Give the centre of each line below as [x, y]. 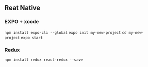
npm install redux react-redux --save [44, 60]
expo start [32, 38]
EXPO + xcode [22, 22]
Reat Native [23, 8]
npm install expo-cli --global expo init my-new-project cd [66, 33]
